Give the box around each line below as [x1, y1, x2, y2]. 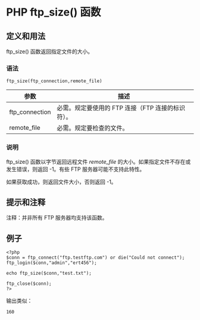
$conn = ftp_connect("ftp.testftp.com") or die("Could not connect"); [6, 254, 185, 261]
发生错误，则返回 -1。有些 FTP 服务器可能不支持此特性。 [6, 165, 145, 173]
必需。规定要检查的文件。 [56, 124, 129, 132]
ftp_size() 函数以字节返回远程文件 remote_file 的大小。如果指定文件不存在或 [6, 158, 191, 165]
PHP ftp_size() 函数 [6, 5, 101, 19]
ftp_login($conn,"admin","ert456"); [6, 260, 97, 266]
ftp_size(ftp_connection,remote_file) [6, 78, 102, 84]
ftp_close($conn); [6, 281, 52, 287]
